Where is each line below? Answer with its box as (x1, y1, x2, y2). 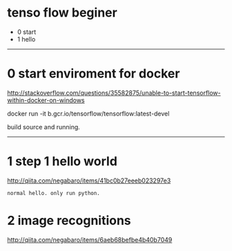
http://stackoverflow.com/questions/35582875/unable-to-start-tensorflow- (7, 89, 221, 97)
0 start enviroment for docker (7, 66, 180, 82)
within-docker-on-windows (7, 95, 85, 104)
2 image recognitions (7, 213, 131, 228)
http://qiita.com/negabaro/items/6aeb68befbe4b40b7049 (7, 235, 173, 243)
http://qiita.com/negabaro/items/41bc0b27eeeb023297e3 (7, 176, 171, 185)
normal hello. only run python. (7, 189, 100, 196)
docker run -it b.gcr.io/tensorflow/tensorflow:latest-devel (7, 109, 170, 118)
